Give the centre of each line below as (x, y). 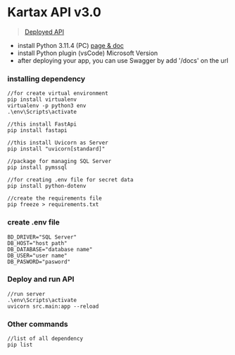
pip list (20, 345)
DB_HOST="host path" (38, 243)
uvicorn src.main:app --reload (53, 306)
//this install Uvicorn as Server (58, 143)
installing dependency (46, 78)
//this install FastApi (42, 124)
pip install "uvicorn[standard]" (56, 149)
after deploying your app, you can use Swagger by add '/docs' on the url (123, 60)
